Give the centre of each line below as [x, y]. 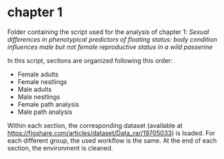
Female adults [38, 74]
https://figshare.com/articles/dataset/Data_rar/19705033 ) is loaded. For [111, 133]
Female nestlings [42, 81]
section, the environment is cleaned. [60, 148]
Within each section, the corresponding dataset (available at [95, 125]
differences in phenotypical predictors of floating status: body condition [112, 39]
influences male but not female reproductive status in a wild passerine [110, 47]
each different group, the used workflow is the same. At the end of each [112, 140]
